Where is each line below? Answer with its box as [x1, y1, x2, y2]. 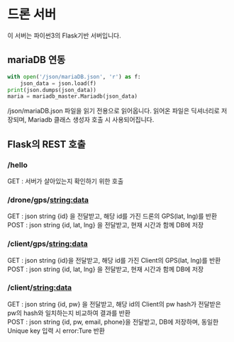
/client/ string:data [7, 283, 72, 292]
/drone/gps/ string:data [7, 195, 89, 205]
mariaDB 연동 [7, 54, 66, 66]
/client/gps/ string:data [7, 239, 88, 249]
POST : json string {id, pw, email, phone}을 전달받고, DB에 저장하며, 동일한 [7, 317, 219, 326]
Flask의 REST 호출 [7, 138, 87, 150]
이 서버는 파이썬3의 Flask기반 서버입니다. [7, 31, 122, 40]
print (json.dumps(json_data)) [7, 86, 97, 93]
